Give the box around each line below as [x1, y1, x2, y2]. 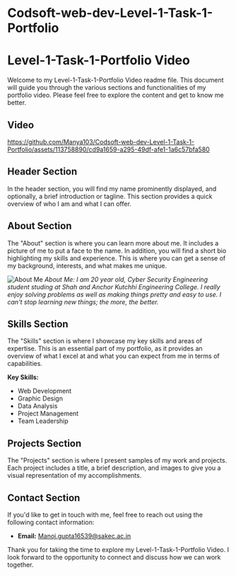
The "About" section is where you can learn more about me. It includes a [7, 238, 219, 247]
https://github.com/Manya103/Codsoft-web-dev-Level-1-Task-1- [7, 137, 195, 146]
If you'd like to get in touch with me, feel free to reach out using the [7, 511, 203, 519]
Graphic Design [17, 394, 64, 403]
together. [7, 560, 34, 569]
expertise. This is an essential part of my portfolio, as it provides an [7, 345, 203, 353]
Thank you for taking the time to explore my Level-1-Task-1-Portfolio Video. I [7, 546, 230, 553]
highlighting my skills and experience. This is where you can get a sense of [7, 253, 226, 263]
